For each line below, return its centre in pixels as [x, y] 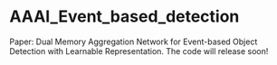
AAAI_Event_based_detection [124, 17]
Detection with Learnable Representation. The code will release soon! [139, 51]
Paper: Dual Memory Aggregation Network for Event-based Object [134, 42]
